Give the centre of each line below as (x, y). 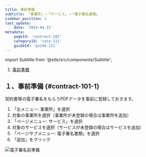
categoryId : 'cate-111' (38, 41)
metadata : (15, 32)
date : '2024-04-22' (33, 28)
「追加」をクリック (31, 140)
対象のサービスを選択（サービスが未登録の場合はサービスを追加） (78, 127)
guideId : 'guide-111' (35, 46)
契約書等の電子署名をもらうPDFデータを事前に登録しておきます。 (71, 99)
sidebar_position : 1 (26, 18)
